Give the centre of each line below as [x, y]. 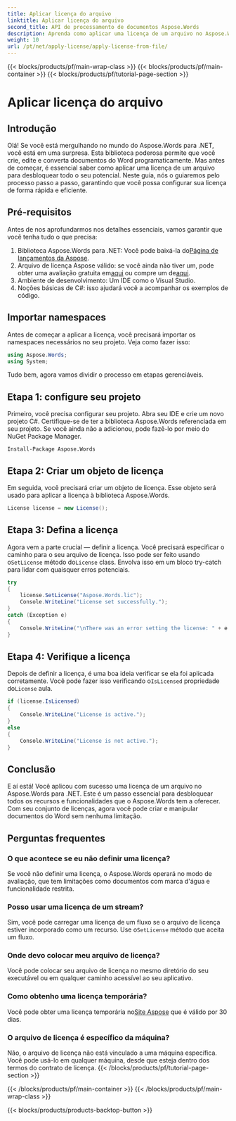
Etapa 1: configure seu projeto [74, 397]
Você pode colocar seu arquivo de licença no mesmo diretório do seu [108, 971]
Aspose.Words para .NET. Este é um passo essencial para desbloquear [110, 794]
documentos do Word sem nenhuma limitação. [75, 816]
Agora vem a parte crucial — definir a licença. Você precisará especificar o [116, 547]
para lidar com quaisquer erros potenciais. [68, 569]
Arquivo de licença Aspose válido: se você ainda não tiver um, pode [116, 265]
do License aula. [30, 689]
